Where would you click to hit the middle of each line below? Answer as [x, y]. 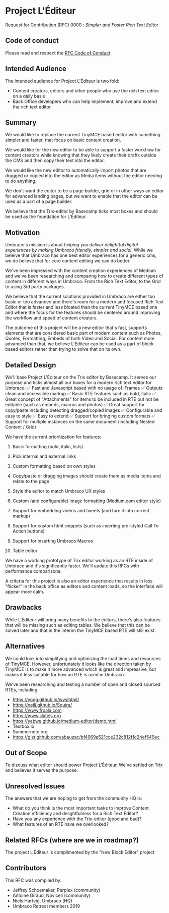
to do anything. [21, 181]
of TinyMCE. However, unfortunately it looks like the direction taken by [78, 664]
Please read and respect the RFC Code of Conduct [58, 52]
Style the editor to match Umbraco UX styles [59, 491]
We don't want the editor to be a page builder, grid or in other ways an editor [84, 191]
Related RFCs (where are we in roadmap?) [72, 840]
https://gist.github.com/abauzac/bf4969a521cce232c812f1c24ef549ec [86, 737]
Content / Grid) [21, 427]
